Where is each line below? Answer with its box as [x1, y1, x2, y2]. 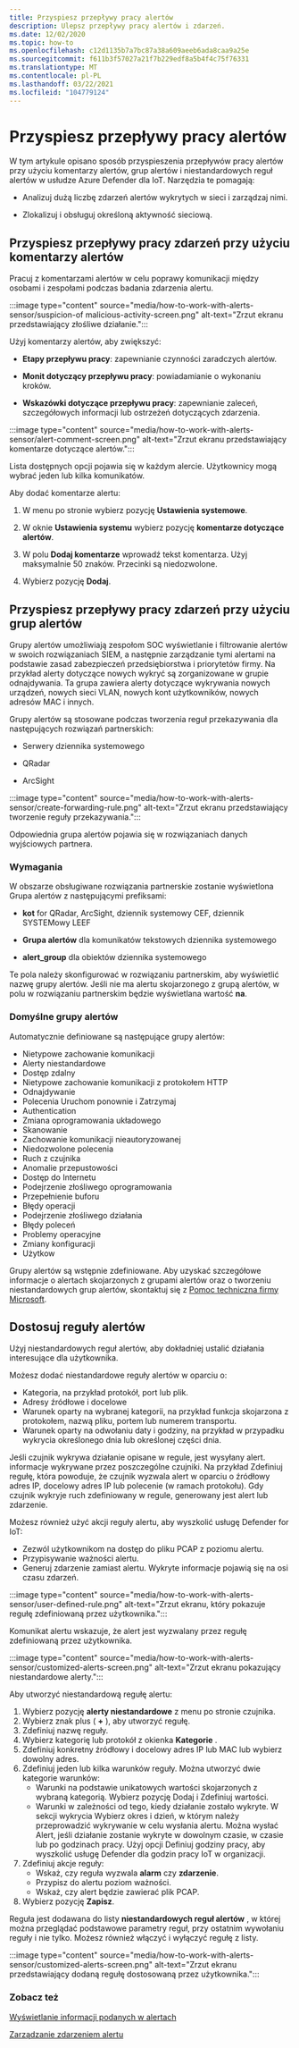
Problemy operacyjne [21, 1228, 101, 1239]
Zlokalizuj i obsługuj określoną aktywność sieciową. [21, 209, 212, 220]
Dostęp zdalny [21, 1067, 76, 1078]
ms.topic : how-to [9, 38, 74, 47]
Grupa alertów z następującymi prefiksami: [9, 890, 167, 901]
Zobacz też [9, 1991, 60, 2003]
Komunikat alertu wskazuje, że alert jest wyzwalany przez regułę [9, 1626, 247, 1637]
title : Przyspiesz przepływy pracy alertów [9, 13, 174, 22]
